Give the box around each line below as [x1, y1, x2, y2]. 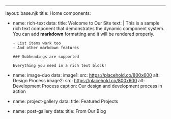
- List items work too [12, 41, 61, 46]
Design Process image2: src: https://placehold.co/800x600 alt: [12, 78, 145, 83]
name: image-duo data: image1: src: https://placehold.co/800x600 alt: [12, 72, 160, 78]
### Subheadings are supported [12, 54, 79, 59]
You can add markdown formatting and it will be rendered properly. [12, 31, 155, 37]
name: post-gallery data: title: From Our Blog [12, 108, 106, 114]
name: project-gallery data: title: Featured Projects [12, 98, 119, 104]
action [12, 88, 26, 94]
